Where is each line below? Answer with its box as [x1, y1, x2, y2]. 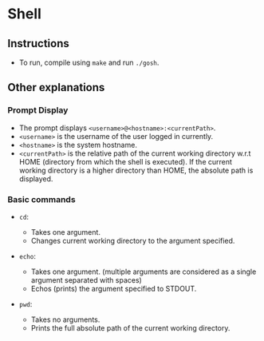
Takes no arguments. [30, 315, 100, 324]
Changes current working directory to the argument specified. [30, 236, 235, 245]
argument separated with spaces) [30, 275, 143, 284]
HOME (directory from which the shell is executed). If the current [18, 157, 233, 166]
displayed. [18, 173, 53, 184]
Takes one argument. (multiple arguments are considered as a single [30, 267, 257, 276]
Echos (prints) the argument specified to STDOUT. [30, 284, 197, 293]
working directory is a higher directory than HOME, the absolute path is [18, 165, 254, 175]
